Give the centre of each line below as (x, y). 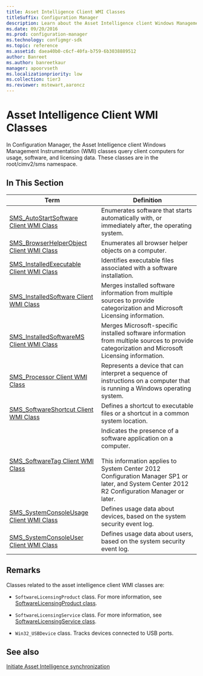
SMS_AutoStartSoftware (44, 217)
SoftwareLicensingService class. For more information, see (88, 615)
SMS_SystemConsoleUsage (49, 512)
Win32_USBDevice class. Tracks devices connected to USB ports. (94, 633)
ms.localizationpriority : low (44, 74)
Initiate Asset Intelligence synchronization (58, 666)
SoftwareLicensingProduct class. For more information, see (88, 597)
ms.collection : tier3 (34, 79)
